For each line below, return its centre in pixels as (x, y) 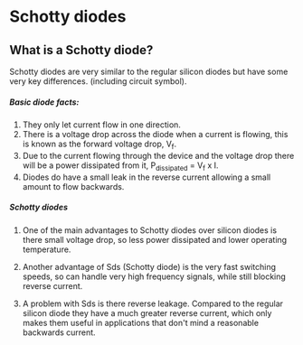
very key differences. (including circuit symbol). (98, 81)
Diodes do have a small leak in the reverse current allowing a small (147, 177)
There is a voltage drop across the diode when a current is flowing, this (155, 134)
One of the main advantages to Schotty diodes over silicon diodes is (150, 230)
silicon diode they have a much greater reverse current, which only (147, 312)
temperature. (47, 249)
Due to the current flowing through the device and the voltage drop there (158, 155)
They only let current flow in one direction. (101, 125)
